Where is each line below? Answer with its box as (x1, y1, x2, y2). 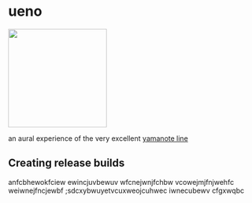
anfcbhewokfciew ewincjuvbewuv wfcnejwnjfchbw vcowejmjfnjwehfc (8, 177, 235, 186)
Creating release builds (8, 157, 125, 170)
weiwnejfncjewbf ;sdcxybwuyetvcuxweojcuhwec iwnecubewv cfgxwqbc (8, 186, 245, 195)
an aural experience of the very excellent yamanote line (8, 133, 189, 143)
